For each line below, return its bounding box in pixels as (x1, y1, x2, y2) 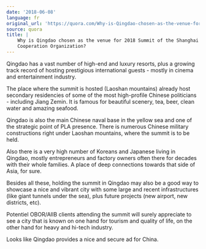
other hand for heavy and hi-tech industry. (6, 223, 113, 231)
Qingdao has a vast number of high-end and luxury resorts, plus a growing (6, 59, 195, 67)
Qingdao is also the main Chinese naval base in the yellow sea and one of (6, 116, 192, 123)
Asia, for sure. (6, 167, 42, 175)
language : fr (6, 15, 40, 21)
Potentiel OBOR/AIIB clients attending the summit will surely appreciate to (6, 210, 192, 218)
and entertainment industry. (6, 73, 77, 80)
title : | (6, 32, 29, 38)
